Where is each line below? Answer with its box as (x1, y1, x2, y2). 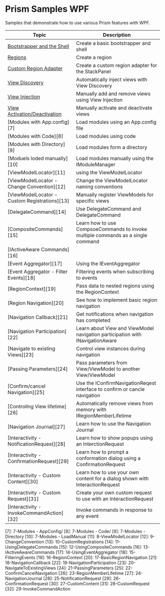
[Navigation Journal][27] (7, 423, 65, 430)
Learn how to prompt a (76, 448, 129, 455)
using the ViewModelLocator (76, 169, 142, 176)
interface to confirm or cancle (76, 386, 145, 393)
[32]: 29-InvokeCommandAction (5, 586, 71, 592)
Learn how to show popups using (76, 434, 153, 441)
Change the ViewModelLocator (76, 177, 148, 184)
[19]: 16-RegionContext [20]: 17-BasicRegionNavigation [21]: (36, 554, 158, 560)
